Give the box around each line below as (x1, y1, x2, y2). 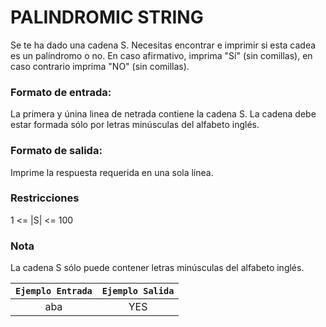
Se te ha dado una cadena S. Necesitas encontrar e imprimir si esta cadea (10, 39, 317, 51)
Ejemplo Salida (101, 286, 175, 297)
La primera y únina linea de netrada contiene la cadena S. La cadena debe (10, 108, 317, 120)
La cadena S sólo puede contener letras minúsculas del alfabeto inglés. (10, 262, 305, 274)
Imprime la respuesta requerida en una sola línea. (10, 166, 214, 178)
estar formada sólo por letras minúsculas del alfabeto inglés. (10, 119, 260, 131)
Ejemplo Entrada (15, 286, 93, 297)
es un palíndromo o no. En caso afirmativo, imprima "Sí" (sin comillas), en (10, 49, 313, 61)
